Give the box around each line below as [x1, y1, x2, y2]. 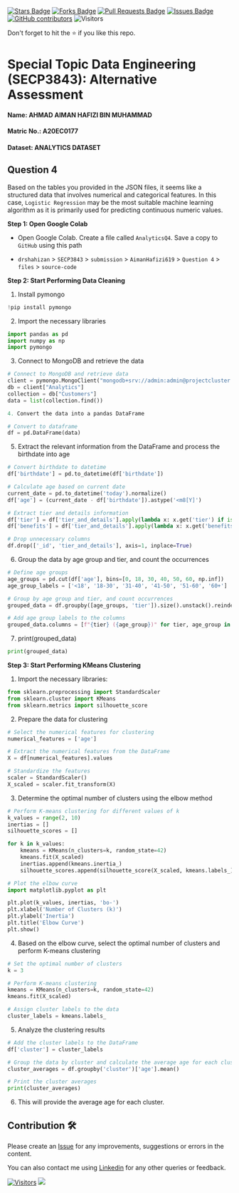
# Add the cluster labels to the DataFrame [7, 1039, 139, 1046]
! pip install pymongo [7, 303, 72, 311]
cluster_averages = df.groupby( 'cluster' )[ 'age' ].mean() [7, 1065, 180, 1072]
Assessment [7, 86, 83, 103]
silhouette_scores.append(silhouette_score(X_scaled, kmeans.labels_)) [20, 867, 237, 874]
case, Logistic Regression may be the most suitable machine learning [7, 198, 213, 206]
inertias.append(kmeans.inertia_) [20, 860, 122, 867]
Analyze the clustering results [17, 1025, 105, 1034]
